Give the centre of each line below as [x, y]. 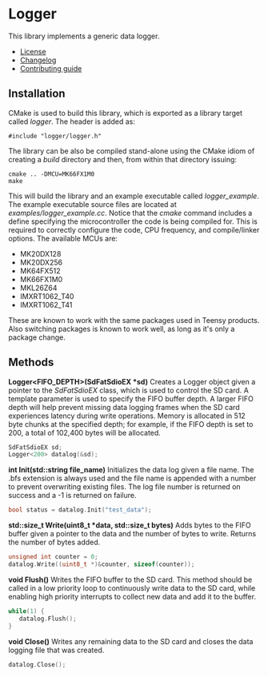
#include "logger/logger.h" [55, 136]
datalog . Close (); [37, 664]
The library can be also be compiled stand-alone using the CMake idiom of [132, 151]
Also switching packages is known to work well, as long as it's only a [122, 329]
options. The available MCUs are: [63, 238]
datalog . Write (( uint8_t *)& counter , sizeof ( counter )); [102, 564]
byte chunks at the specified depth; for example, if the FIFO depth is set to [131, 424]
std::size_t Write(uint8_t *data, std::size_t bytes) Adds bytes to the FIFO [130, 525]
